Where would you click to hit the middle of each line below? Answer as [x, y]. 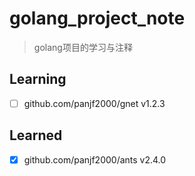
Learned [36, 135]
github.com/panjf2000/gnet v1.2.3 [94, 103]
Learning [38, 79]
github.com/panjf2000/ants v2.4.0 [95, 159]
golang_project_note [97, 18]
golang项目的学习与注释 [83, 47]
